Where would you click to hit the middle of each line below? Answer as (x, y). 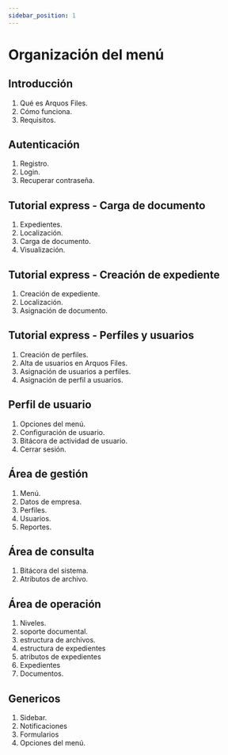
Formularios (39, 734)
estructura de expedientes (63, 648)
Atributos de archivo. (54, 579)
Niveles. (33, 623)
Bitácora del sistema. (54, 570)
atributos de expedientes (60, 657)
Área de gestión (48, 474)
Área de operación (55, 604)
